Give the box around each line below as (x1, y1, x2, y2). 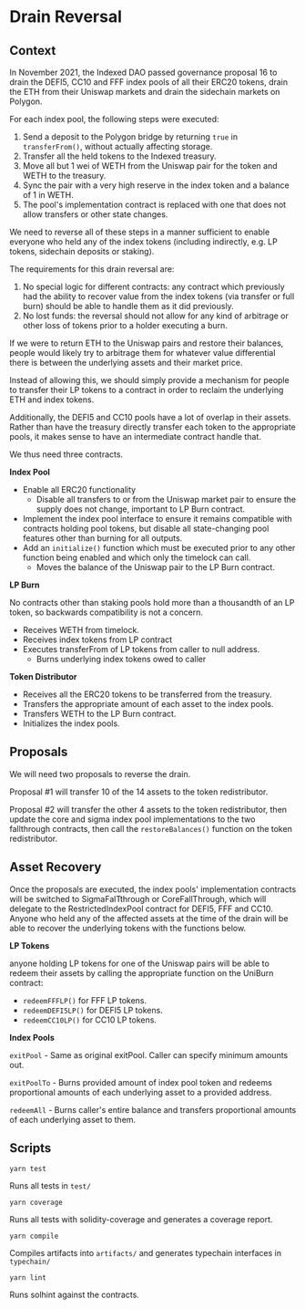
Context (9, 43, 56, 58)
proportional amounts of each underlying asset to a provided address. (9, 1086, 272, 1097)
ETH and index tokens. (9, 394, 95, 405)
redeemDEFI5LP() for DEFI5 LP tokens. (22, 1004, 164, 1015)
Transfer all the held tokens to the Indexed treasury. (22, 151, 217, 161)
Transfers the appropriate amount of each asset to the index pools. (22, 699, 274, 709)
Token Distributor (9, 671, 77, 681)
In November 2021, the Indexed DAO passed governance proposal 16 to (9, 67, 278, 78)
